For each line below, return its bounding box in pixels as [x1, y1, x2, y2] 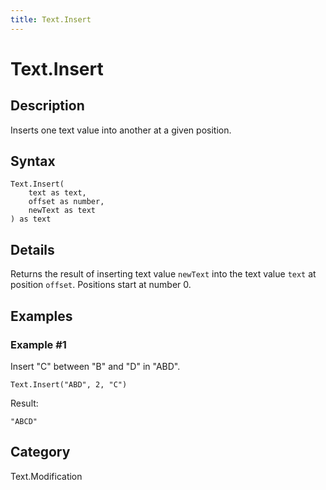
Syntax [10, 153, 56, 170]
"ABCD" [10, 416, 38, 426]
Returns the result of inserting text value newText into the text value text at [10, 268, 317, 280]
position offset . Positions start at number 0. [10, 279, 192, 291]
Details [10, 241, 55, 258]
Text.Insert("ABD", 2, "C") [10, 379, 128, 390]
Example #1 [10, 337, 67, 351]
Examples [10, 307, 73, 325]
